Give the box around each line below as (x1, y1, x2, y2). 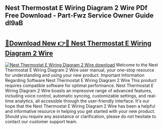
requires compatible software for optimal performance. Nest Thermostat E (5, 82, 154, 88)
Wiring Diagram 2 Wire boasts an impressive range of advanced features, (5, 88, 152, 94)
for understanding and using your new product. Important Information (5, 72, 145, 78)
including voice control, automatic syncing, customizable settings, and (5, 93, 146, 98)
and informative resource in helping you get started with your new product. (5, 109, 156, 114)
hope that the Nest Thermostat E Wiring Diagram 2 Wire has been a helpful (5, 103, 156, 109)
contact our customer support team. (5, 119, 78, 124)
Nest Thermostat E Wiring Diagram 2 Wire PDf (5, 4, 147, 12)
